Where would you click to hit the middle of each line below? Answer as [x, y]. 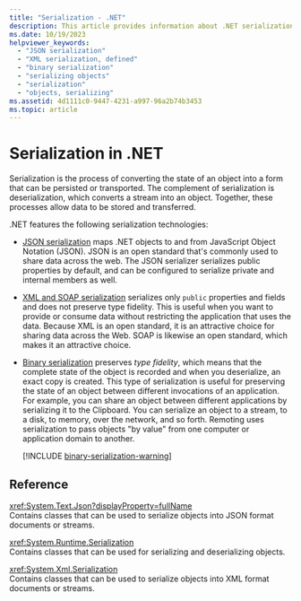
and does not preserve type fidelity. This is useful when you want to [147, 307]
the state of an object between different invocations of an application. [151, 391]
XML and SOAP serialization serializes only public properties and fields [154, 298]
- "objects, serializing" [66, 92]
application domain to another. [78, 439]
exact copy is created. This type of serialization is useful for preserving [153, 381]
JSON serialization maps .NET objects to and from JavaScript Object [149, 242]
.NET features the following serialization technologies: [109, 224]
